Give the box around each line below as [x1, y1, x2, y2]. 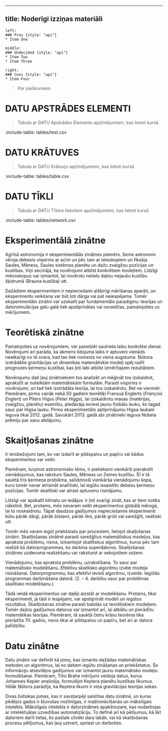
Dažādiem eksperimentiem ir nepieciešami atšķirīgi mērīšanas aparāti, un [5, 287, 156, 294]
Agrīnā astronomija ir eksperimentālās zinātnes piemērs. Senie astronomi [5, 251, 156, 257]
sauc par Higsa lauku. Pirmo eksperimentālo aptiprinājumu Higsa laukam [5, 406, 155, 412]
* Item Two [5, 54, 28, 59]
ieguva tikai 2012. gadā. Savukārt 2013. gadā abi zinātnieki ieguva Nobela [5, 411, 156, 417]
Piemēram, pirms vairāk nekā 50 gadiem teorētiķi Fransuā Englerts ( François [5, 390, 162, 396]
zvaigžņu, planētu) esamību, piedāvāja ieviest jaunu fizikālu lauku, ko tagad [5, 401, 160, 407]
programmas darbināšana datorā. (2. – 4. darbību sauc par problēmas [5, 576, 149, 582]
